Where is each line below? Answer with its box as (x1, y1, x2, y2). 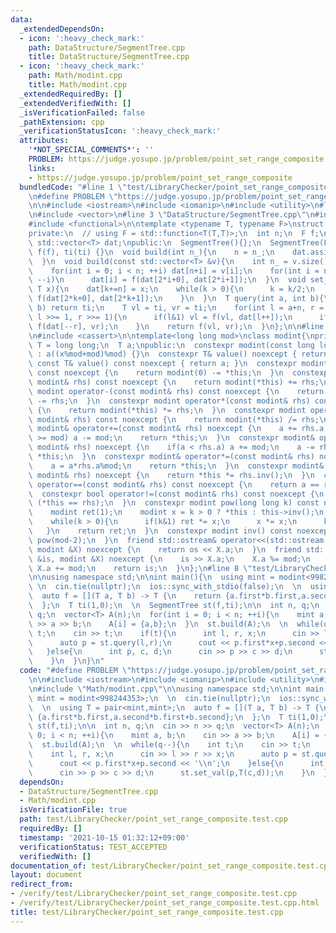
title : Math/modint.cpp (28, 80, 128, 90)
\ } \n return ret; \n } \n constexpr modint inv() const (28, 526, 293, 536)
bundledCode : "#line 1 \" (19, 182, 128, 192)
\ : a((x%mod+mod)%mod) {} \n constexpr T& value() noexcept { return (28, 349, 329, 360)
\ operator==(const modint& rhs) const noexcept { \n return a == (28, 479, 320, 490)
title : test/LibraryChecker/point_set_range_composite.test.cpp (10, 907, 284, 917)
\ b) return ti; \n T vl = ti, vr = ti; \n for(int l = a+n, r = (28, 303, 325, 313)
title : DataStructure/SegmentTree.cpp (28, 52, 190, 62)
